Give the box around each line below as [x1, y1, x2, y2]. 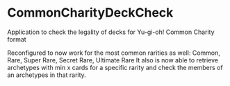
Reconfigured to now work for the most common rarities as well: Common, [7, 49, 221, 57]
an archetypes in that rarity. [7, 71, 87, 79]
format [7, 35, 26, 43]
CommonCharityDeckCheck [7, 5, 174, 21]
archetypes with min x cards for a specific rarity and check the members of [7, 63, 224, 71]
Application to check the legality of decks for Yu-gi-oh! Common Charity [7, 28, 215, 36]
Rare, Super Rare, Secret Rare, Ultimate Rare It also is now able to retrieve [7, 55, 219, 64]
